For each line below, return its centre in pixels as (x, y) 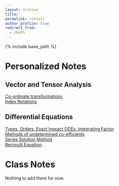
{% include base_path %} (31, 46)
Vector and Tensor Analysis (48, 84)
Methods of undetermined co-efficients (45, 134)
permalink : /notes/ (25, 19)
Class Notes (30, 164)
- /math (17, 32)
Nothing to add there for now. (35, 178)
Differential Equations (39, 117)
